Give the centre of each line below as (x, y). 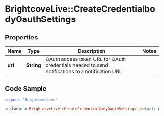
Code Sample (26, 89)
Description (92, 51)
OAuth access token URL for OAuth (86, 59)
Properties (21, 37)
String (33, 65)
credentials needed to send (77, 65)
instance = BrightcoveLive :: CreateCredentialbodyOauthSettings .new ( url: (81, 109)
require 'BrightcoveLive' (31, 100)
